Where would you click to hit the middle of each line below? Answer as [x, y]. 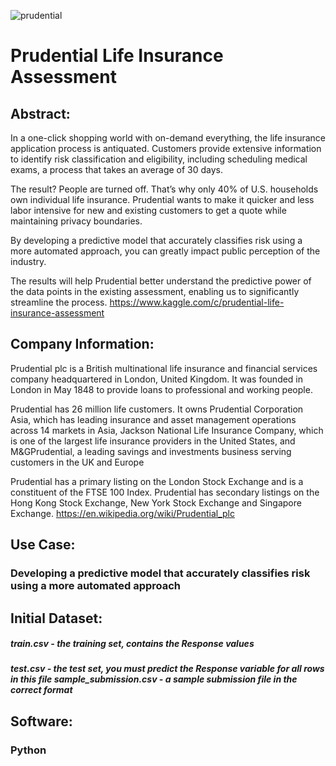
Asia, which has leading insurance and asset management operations [153, 419]
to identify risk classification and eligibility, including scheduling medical [159, 159]
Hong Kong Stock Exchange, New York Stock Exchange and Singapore [156, 502]
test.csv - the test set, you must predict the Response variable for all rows [167, 669]
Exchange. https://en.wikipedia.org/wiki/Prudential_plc [122, 513]
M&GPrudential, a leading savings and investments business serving [151, 451]
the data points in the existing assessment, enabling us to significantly [155, 291]
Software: [41, 721]
